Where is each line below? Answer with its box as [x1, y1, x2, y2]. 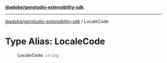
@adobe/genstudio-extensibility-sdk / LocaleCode [5, 18, 109, 24]
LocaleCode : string [17, 52, 59, 58]
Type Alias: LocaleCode [5, 36, 105, 47]
